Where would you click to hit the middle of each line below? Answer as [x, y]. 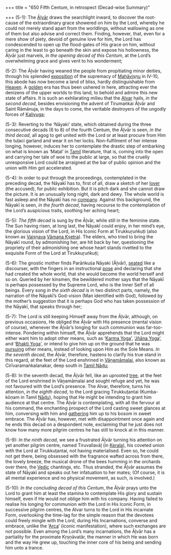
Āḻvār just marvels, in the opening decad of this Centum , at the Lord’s [78, 55]
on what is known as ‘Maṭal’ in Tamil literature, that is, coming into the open [84, 151]
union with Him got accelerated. [39, 168]
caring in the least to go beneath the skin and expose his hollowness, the [82, 50]
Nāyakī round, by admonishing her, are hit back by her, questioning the [80, 242]
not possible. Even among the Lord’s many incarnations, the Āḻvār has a [80, 531]
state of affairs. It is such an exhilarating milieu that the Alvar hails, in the [81, 98]
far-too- [154, 327]
